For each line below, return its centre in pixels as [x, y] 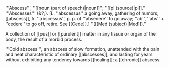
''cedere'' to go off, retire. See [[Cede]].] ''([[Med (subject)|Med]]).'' [76, 24]
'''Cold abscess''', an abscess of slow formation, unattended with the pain [82, 49]
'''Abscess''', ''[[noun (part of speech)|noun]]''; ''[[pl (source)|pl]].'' [75, 8]
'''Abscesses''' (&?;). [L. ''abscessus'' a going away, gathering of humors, [82, 13]
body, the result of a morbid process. [44, 39]
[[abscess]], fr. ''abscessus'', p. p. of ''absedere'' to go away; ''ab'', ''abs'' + [85, 19]
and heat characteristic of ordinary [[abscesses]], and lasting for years [79, 54]
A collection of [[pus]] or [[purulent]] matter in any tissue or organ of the [80, 34]
